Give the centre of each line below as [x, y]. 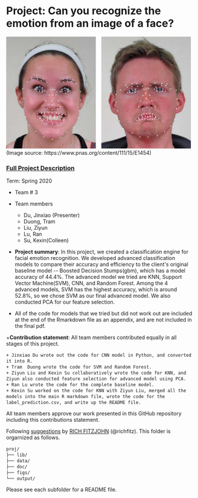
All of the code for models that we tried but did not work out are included [103, 313]
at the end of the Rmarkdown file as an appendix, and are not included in [103, 320]
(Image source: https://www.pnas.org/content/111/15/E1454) [79, 152]
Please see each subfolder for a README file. [61, 489]
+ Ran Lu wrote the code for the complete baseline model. [80, 385]
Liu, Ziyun [35, 227]
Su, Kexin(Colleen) [46, 240]
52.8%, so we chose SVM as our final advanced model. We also [92, 295]
